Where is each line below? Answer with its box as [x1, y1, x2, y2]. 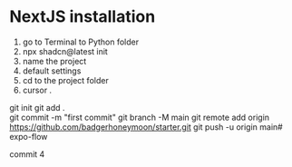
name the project [22, 55, 87, 66]
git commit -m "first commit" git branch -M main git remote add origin [9, 112, 270, 123]
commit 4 [9, 148, 45, 160]
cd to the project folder [22, 74, 109, 85]
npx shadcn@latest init [22, 45, 109, 56]
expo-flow [9, 131, 48, 142]
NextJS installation [9, 6, 156, 27]
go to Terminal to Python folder [22, 36, 140, 47]
